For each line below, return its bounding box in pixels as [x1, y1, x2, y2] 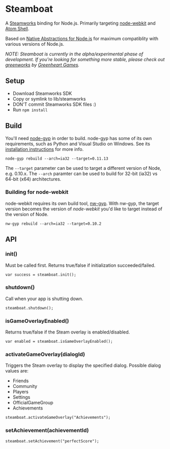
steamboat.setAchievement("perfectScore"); [5, 438, 100, 444]
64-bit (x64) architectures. [5, 175, 61, 182]
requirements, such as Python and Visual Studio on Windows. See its [5, 141, 151, 147]
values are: [5, 368, 29, 374]
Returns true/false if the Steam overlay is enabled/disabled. [5, 329, 130, 335]
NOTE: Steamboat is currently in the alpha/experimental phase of [5, 51, 143, 57]
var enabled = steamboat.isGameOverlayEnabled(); [5, 339, 113, 344]
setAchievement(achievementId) [5, 427, 89, 434]
